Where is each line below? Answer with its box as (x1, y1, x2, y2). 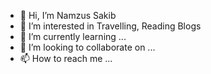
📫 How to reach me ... (19, 53, 113, 64)
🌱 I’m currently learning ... (19, 31, 127, 42)
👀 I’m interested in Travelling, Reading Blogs (19, 20, 202, 32)
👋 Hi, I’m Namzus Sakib (19, 10, 117, 21)
